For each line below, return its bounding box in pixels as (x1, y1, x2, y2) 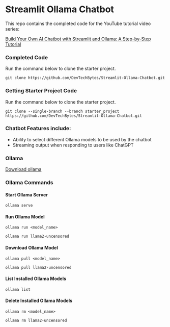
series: (5, 26, 19, 32)
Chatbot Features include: (5, 125, 71, 132)
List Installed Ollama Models (5, 275, 67, 282)
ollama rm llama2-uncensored (5, 318, 67, 323)
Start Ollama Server (5, 191, 48, 197)
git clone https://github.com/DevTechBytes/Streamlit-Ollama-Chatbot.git (5, 76, 165, 81)
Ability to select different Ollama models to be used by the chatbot (12, 136, 152, 142)
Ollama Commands (5, 179, 53, 186)
